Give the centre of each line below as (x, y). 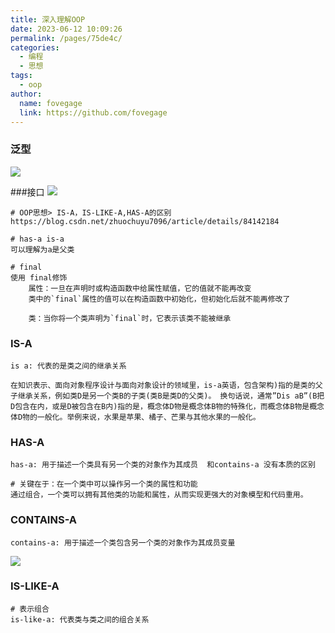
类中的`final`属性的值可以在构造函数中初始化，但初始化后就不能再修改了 (159, 299)
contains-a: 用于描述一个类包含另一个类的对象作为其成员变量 (123, 542)
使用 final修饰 (39, 277)
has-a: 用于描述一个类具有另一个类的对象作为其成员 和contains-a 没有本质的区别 (163, 465)
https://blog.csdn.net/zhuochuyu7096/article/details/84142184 (145, 221)
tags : (21, 76)
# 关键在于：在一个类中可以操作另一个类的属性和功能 (104, 484)
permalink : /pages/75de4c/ (66, 38)
